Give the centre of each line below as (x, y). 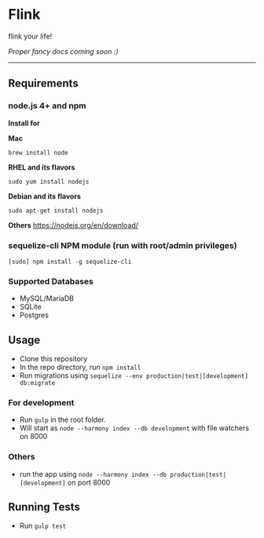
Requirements (43, 84)
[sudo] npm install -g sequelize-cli (70, 262)
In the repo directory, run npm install (80, 368)
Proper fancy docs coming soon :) (64, 51)
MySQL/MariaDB (47, 298)
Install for (24, 123)
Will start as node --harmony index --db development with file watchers (134, 428)
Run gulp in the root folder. (62, 420)
